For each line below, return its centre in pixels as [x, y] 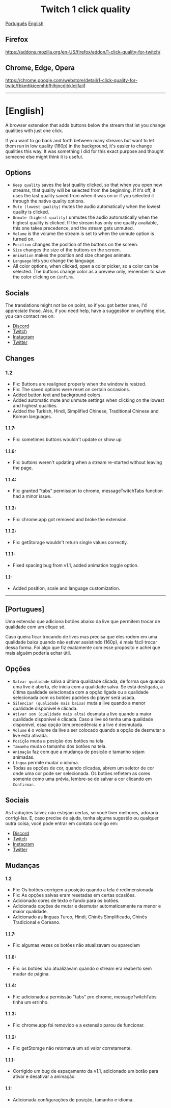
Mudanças [22, 866]
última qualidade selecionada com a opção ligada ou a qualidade [81, 692]
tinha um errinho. [31, 1002]
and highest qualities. [35, 405]
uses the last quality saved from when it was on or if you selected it [83, 196]
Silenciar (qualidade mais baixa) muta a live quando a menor [79, 703]
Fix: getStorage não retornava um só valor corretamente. [72, 1048]
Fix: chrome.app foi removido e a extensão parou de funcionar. [79, 1025]
